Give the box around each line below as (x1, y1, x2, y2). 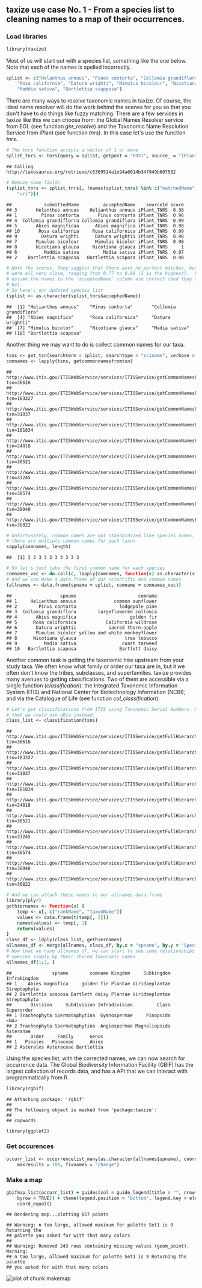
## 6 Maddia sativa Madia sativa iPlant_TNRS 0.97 (6, 249, 185, 255)
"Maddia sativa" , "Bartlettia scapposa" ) (17, 86, 122, 92)
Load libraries (6, 33, 47, 41)
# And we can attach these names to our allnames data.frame (6, 892, 163, 898)
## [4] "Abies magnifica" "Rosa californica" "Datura (6, 314, 171, 320)
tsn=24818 (6, 443, 31, 449)
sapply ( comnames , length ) (6, 544, 71, 550)
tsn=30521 (6, 458, 31, 465)
